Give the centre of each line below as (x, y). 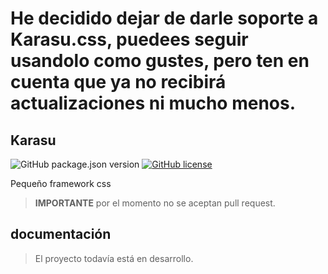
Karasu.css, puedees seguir (129, 39)
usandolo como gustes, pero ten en (160, 61)
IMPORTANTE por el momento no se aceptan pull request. (155, 203)
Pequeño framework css (61, 183)
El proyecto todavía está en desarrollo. (114, 258)
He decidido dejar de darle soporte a (164, 18)
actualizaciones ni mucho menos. (153, 103)
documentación (61, 234)
